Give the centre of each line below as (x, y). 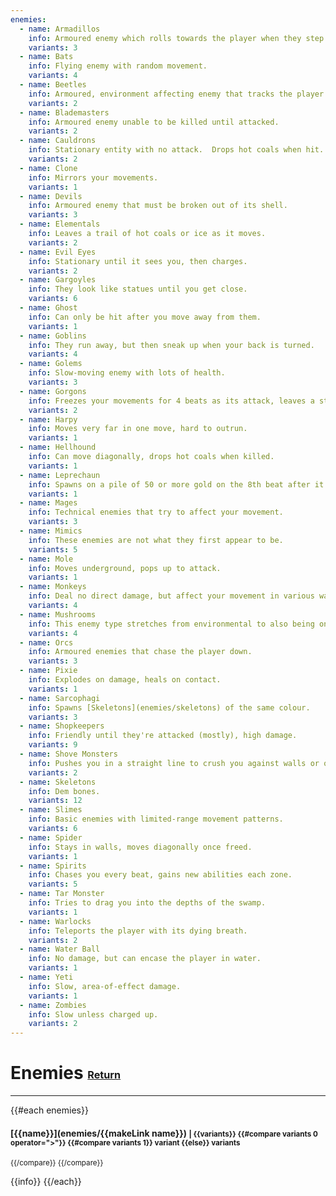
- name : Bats (46, 57)
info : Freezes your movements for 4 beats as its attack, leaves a (171, 401)
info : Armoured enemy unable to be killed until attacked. (154, 122)
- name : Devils (51, 196)
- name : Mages (48, 503)
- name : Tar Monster (62, 894)
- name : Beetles (53, 85)
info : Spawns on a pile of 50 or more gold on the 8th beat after (169, 484)
